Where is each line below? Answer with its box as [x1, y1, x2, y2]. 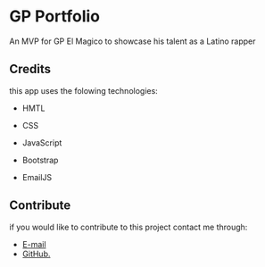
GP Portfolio [9, 6, 101, 27]
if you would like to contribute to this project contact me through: [9, 221, 248, 232]
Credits [9, 62, 52, 77]
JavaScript [21, 137, 62, 148]
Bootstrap [21, 154, 59, 165]
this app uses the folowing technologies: [9, 85, 158, 96]
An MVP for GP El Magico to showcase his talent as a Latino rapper [9, 36, 256, 46]
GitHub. [21, 248, 51, 259]
